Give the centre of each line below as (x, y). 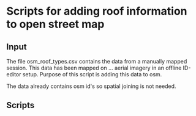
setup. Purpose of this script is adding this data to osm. (92, 74)
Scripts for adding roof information (97, 11)
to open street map (55, 24)
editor (14, 74)
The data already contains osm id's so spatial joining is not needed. (91, 86)
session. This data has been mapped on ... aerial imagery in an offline (94, 68)
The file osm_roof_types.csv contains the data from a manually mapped (97, 61)
